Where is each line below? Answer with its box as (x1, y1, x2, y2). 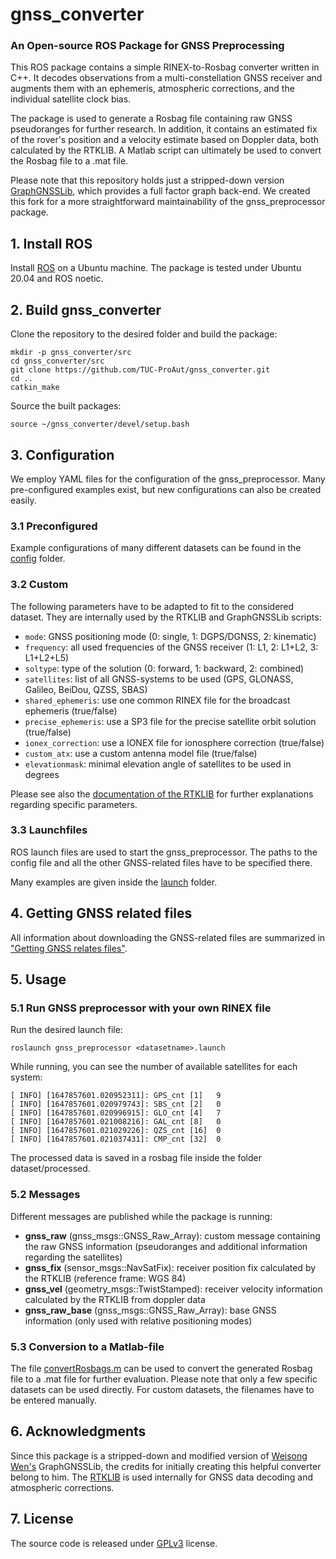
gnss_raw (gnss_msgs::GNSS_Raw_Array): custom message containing (24, 1229, 321, 1242)
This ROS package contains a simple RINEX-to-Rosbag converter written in (10, 61, 320, 73)
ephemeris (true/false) (24, 704, 118, 717)
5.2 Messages (10, 1188, 81, 1202)
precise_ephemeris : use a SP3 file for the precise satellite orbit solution (24, 715, 317, 727)
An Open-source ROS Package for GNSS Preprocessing (10, 39, 285, 53)
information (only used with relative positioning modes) (24, 1314, 253, 1327)
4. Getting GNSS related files (10, 905, 193, 922)
